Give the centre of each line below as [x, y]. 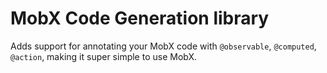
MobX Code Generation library [140, 18]
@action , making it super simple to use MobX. [104, 56]
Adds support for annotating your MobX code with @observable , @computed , [163, 46]
